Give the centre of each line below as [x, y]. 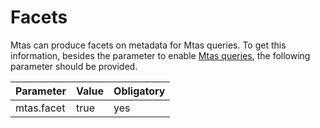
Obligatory [139, 91]
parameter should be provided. [74, 66]
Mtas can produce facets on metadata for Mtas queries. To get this [148, 45]
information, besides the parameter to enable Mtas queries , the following [160, 55]
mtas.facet [40, 108]
